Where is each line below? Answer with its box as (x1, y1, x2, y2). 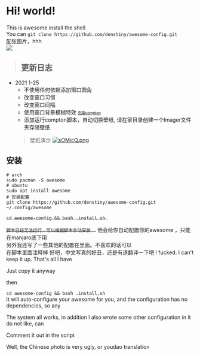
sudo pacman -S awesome (6, 177, 66, 183)
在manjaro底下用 (6, 234, 48, 241)
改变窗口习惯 (23, 93, 56, 101)
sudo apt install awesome (6, 188, 70, 194)
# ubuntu (6, 182, 28, 188)
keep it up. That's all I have (6, 255, 73, 263)
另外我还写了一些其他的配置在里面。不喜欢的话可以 (6, 241, 132, 248)
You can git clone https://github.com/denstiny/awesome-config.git (6, 30, 178, 37)
